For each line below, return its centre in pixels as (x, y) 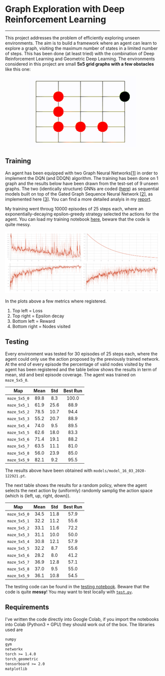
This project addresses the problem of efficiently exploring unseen (72, 37)
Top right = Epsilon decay (38, 316)
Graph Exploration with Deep (65, 9)
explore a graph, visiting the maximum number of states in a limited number (82, 48)
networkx (14, 649)
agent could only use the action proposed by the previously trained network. (82, 359)
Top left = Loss (27, 311)
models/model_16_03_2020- (120, 471)
